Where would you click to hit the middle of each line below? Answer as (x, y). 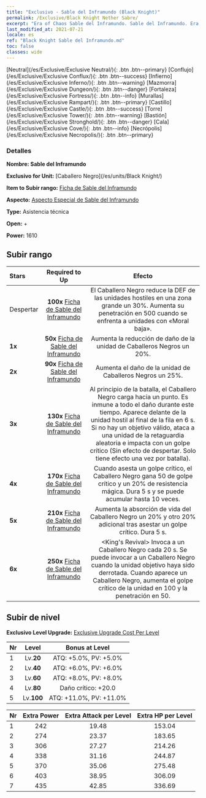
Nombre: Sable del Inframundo (46, 164)
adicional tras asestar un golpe (143, 524)
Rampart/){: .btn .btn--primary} (108, 102)
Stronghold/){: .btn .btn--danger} (111, 122)
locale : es (20, 35)
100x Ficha (64, 302)
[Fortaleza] (163, 89)
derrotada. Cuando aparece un (143, 573)
